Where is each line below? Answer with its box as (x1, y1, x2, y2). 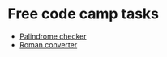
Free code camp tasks (7, 5, 160, 23)
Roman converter (19, 39, 78, 49)
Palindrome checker (19, 31, 87, 41)
